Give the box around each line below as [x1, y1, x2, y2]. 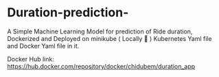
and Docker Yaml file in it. [7, 42, 80, 50]
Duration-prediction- [7, 5, 129, 20]
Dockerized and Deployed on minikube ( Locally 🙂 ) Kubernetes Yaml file [7, 34, 212, 42]
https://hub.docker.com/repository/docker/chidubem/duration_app [7, 62, 196, 70]
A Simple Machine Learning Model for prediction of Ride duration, [7, 27, 193, 35]
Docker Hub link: [7, 55, 55, 63]
